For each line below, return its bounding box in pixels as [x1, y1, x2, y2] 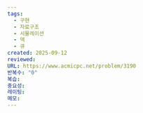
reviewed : [7, 56, 36, 63]
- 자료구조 [13, 23, 40, 30]
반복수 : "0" [7, 69, 38, 76]
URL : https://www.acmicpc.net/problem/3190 [7, 62, 137, 69]
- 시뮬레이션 [13, 29, 44, 37]
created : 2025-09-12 [7, 50, 68, 57]
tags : [7, 10, 23, 18]
